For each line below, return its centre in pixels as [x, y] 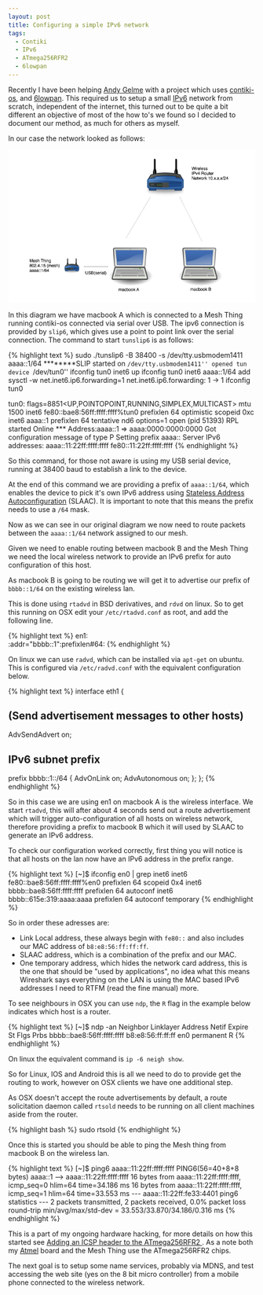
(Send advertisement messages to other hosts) [126, 716]
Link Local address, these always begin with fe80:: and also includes [132, 938]
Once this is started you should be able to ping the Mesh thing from [117, 1145]
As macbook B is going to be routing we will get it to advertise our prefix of [129, 580]
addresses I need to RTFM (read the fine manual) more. [109, 988]
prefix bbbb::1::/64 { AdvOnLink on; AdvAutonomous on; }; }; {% [112, 778]
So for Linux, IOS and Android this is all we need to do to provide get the [125, 1074]
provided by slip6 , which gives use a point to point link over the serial [121, 331]
